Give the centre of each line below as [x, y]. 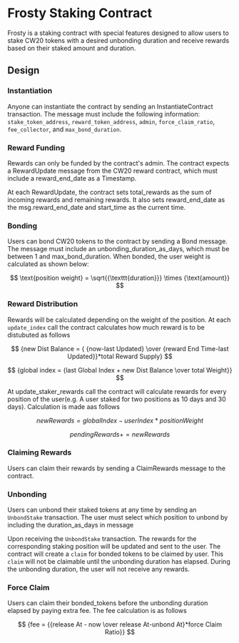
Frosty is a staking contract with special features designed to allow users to [118, 33]
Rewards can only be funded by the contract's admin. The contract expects [118, 163]
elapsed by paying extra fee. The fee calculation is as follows [97, 611]
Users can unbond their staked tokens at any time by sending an [102, 510]
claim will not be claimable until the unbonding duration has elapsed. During [119, 562]
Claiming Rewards [40, 452]
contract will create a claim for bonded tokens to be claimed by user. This [115, 554]
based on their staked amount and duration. [72, 48]
